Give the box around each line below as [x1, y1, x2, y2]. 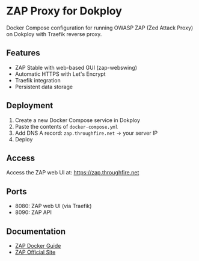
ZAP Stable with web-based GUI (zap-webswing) [14, 64, 137, 71]
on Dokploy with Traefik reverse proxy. [6, 30, 102, 37]
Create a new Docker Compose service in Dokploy [14, 116, 140, 124]
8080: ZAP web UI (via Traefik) [14, 203, 92, 210]
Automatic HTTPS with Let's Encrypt [14, 70, 106, 78]
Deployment [6, 100, 54, 111]
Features [6, 48, 40, 58]
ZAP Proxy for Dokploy [6, 4, 122, 18]
